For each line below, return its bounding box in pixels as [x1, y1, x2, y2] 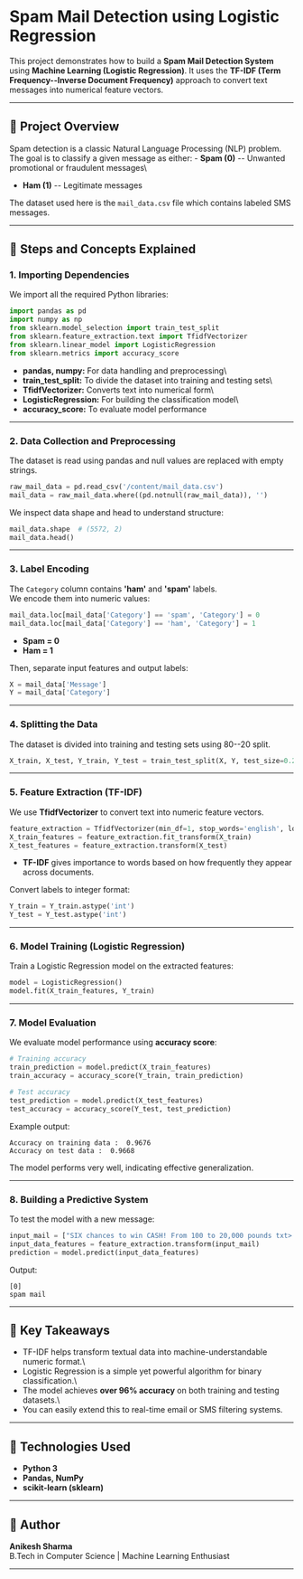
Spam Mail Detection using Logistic [9, 6, 280, 27]
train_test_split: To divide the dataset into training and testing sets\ [22, 374, 273, 385]
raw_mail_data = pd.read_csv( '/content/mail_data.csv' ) [9, 482, 224, 491]
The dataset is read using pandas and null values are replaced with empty [9, 455, 284, 466]
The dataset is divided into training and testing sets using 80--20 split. [9, 739, 271, 750]
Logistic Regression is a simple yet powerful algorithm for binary [22, 1366, 262, 1376]
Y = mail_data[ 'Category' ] [9, 688, 111, 697]
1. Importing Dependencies [9, 269, 130, 281]
